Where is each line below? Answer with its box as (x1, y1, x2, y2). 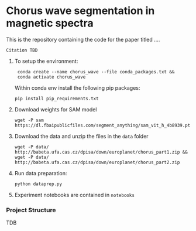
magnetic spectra (6, 16, 94, 30)
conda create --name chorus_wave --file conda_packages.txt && (17, 69, 175, 74)
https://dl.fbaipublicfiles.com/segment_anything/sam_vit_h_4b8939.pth (14, 122, 193, 128)
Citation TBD (6, 47, 38, 53)
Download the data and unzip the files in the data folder (14, 133, 149, 140)
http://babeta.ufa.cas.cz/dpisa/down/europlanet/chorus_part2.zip (14, 159, 180, 165)
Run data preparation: (14, 169, 67, 176)
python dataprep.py (14, 181, 63, 187)
